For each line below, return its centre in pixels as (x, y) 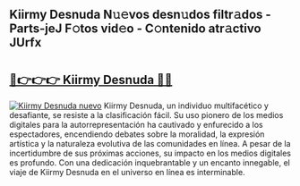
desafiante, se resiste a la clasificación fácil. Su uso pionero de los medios (146, 115)
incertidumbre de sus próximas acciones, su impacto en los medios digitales (150, 153)
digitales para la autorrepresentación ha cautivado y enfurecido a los (136, 125)
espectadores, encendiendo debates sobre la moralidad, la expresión (137, 134)
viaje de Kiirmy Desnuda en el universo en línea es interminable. (127, 172)
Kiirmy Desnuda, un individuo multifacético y (186, 106)
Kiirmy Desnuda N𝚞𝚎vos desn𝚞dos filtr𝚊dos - (140, 15)
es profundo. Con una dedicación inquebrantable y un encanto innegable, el (150, 163)
